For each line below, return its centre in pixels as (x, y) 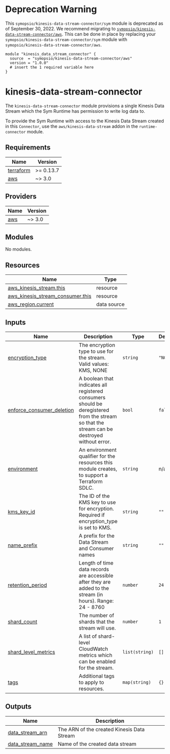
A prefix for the (97, 536)
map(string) (137, 682)
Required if (92, 515)
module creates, (98, 468)
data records (94, 569)
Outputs (18, 707)
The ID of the (94, 496)
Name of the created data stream (97, 744)
